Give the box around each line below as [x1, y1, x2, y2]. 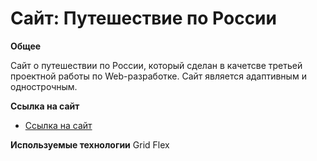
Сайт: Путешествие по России [10, 7, 277, 30]
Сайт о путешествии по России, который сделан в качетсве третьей [10, 59, 303, 71]
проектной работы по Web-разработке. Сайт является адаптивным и [10, 70, 307, 82]
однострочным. [10, 80, 78, 92]
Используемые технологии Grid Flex [10, 138, 170, 151]
